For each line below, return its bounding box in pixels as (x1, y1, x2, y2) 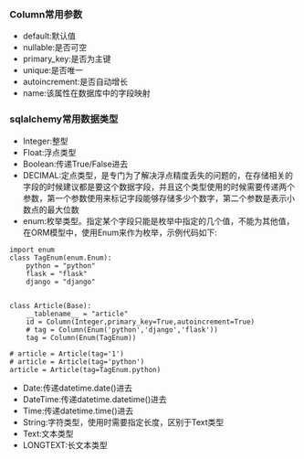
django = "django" (26, 277, 96, 286)
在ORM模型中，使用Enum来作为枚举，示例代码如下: (22, 227, 217, 238)
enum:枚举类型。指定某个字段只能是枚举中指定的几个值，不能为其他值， (22, 215, 295, 226)
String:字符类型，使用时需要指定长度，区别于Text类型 (22, 416, 225, 427)
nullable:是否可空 (22, 42, 88, 53)
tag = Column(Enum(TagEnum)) (26, 333, 137, 342)
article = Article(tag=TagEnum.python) (9, 365, 162, 374)
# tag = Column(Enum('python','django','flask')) (26, 325, 219, 335)
